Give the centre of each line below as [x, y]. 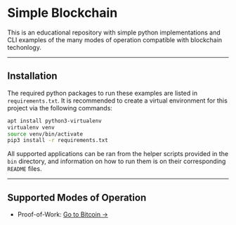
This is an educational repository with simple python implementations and [114, 32]
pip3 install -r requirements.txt [58, 141]
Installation [32, 76]
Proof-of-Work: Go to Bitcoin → [63, 214]
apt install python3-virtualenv [54, 121]
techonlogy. [25, 47]
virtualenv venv [31, 127]
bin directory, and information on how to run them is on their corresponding [117, 161]
